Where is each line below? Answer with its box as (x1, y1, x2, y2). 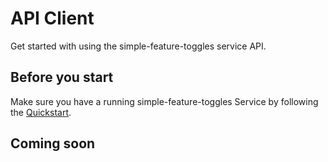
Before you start (10, 69, 114, 86)
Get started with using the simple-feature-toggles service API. (10, 40, 267, 52)
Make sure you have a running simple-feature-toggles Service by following (10, 95, 319, 107)
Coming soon (10, 135, 96, 152)
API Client (10, 7, 95, 30)
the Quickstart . (10, 106, 72, 118)
